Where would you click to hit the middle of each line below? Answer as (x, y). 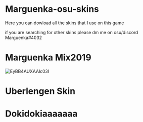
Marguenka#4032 (24, 38)
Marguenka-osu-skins (52, 9)
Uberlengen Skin (40, 91)
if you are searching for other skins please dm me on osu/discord (72, 32)
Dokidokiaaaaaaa (41, 114)
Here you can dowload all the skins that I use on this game (65, 23)
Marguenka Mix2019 (48, 58)
